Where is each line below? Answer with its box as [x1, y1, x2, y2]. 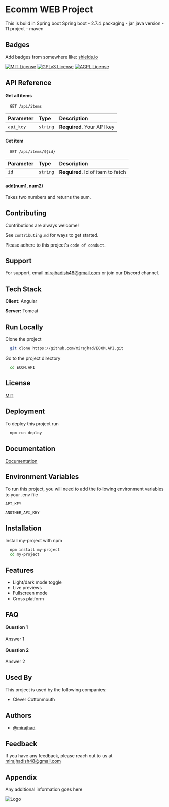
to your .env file [5, 491, 38, 498]
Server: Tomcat [5, 308, 39, 314]
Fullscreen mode [12, 590, 48, 597]
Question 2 [5, 647, 29, 653]
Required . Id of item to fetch [59, 168, 126, 176]
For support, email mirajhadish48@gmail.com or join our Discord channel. [5, 270, 159, 276]
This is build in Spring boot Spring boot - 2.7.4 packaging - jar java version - [5, 20, 164, 26]
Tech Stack [5, 285, 42, 293]
